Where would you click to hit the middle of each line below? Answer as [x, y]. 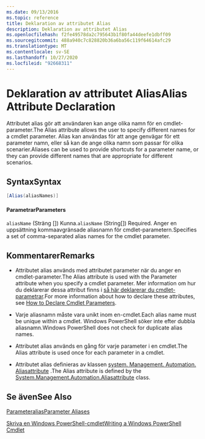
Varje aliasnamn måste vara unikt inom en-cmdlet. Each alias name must [106, 315]
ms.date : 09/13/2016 [33, 12]
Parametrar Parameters [36, 209]
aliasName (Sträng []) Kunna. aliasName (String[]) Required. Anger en [92, 223]
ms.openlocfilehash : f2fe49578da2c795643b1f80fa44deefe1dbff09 [89, 35]
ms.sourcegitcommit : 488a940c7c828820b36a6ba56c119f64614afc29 [89, 40]
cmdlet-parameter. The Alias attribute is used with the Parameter [96, 277]
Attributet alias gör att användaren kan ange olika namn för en [84, 124]
